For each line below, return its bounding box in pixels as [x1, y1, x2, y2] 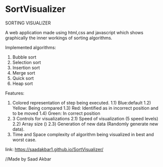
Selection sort [12, 59, 41, 65]
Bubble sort [12, 54, 36, 60]
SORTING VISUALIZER [5, 20, 51, 26]
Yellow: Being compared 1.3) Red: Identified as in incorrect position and [12, 105, 159, 111]
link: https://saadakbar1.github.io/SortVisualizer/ [5, 146, 103, 152]
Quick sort [12, 75, 34, 81]
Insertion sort [12, 65, 40, 71]
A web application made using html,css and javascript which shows [5, 29, 144, 35]
